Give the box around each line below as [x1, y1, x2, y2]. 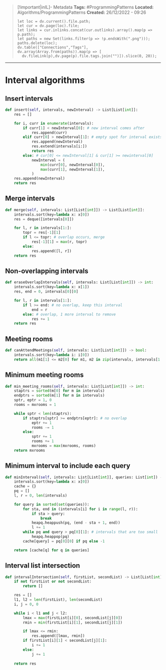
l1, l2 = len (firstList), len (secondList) [14, 597, 103, 602]
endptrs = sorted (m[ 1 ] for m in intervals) [14, 393, 105, 398]
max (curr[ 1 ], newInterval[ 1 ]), [40, 167, 105, 172]
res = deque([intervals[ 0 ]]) [14, 217, 74, 222]
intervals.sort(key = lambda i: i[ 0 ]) [14, 352, 90, 357]
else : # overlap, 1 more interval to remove [23, 312, 116, 317]
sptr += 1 [31, 434, 52, 439]
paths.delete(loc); [17, 41, 58, 45]
